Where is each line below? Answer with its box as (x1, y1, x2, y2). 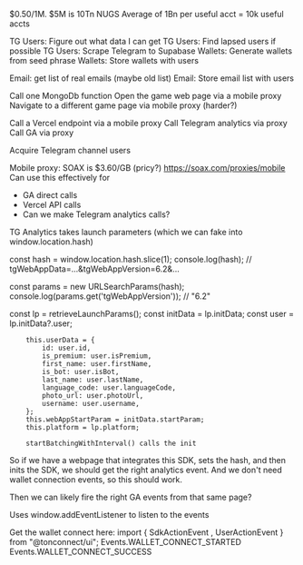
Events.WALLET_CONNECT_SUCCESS (9, 546, 152, 557)
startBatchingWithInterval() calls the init (25, 439, 197, 448)
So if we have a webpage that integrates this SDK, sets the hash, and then (9, 455, 286, 465)
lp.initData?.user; (9, 318, 73, 329)
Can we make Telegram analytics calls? (22, 209, 171, 220)
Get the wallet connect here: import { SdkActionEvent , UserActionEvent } (9, 527, 284, 538)
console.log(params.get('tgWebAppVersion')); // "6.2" (9, 291, 211, 302)
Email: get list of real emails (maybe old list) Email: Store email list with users (9, 73, 295, 84)
